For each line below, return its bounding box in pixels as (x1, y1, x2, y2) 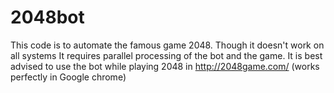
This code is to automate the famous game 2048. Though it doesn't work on (10, 39, 325, 51)
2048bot (10, 6, 85, 29)
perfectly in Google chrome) (10, 71, 127, 83)
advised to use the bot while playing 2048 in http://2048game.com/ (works (10, 60, 320, 72)
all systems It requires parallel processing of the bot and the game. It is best (10, 49, 323, 61)
